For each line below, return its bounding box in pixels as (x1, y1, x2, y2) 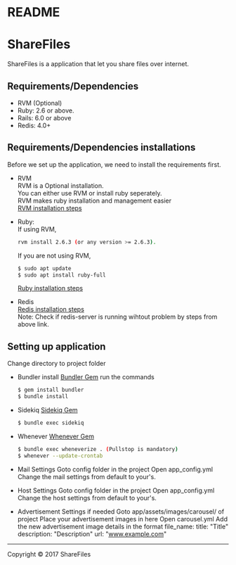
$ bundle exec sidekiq (17, 419, 84, 426)
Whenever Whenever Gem (17, 432, 95, 440)
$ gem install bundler (17, 386, 84, 394)
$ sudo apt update (17, 265, 72, 272)
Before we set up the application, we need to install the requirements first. (7, 160, 221, 169)
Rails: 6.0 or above (17, 113, 72, 122)
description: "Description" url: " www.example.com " (17, 529, 167, 538)
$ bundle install (17, 393, 69, 400)
